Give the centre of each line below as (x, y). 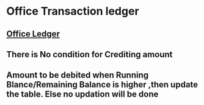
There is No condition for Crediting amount (89, 54)
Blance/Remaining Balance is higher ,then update (102, 85)
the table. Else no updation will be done (82, 94)
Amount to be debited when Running (78, 75)
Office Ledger (33, 34)
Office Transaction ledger (73, 11)
